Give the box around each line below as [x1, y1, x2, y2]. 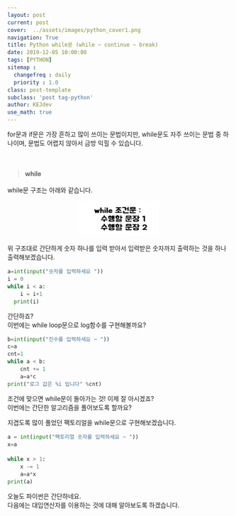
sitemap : [7, 64, 37, 71]
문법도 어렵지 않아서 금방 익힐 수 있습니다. [28, 139, 144, 147]
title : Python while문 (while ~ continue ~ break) [7, 41, 159, 49]
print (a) [7, 478, 33, 485]
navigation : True [7, 34, 59, 41]
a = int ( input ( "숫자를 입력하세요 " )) [7, 268, 104, 275]
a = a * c [20, 373, 37, 380]
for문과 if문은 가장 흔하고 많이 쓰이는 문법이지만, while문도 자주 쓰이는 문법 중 [7, 130, 222, 138]
